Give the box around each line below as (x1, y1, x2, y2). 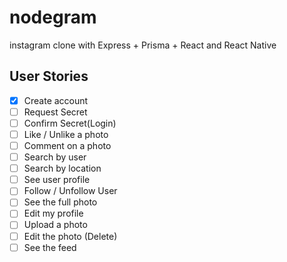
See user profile (23, 174, 91, 186)
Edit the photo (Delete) (23, 230, 118, 242)
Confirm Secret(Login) (23, 117, 117, 129)
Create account (23, 94, 89, 106)
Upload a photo (23, 219, 88, 231)
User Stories (9, 68, 89, 85)
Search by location (23, 162, 102, 175)
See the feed (23, 241, 77, 253)
